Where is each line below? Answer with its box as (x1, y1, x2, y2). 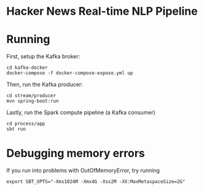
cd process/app (6, 121, 45, 127)
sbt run (6, 126, 26, 133)
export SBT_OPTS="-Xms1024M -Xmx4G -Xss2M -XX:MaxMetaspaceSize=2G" (6, 179, 186, 185)
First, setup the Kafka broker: (6, 53, 80, 60)
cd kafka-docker (6, 64, 48, 71)
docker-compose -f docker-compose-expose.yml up (6, 70, 133, 76)
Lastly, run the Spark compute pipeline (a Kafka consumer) (6, 109, 155, 116)
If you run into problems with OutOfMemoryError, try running (6, 167, 160, 174)
